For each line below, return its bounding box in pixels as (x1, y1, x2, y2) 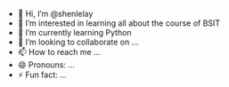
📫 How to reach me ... (17, 47, 101, 57)
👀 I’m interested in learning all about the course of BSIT (17, 18, 221, 28)
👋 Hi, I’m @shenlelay (17, 9, 94, 19)
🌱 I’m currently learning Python (17, 28, 132, 37)
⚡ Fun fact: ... (17, 69, 67, 80)
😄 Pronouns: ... (17, 59, 76, 70)
